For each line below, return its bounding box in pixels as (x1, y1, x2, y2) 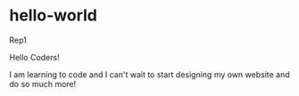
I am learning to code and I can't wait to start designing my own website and (9, 68, 290, 80)
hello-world (9, 5, 98, 26)
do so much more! (9, 78, 77, 89)
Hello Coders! (9, 52, 60, 62)
